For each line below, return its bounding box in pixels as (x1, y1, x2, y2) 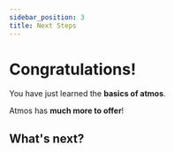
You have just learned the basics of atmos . (9, 88, 166, 99)
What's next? (9, 131, 85, 146)
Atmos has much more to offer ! (9, 105, 125, 116)
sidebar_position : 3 (9, 12, 86, 22)
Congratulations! (9, 59, 137, 80)
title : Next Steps (9, 21, 77, 30)
